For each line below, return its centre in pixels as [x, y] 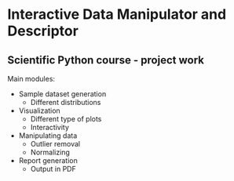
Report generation [48, 161]
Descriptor [43, 31]
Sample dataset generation [62, 94]
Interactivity [50, 127]
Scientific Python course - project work [106, 60]
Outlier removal [55, 144]
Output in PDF [53, 169]
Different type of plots [66, 119]
